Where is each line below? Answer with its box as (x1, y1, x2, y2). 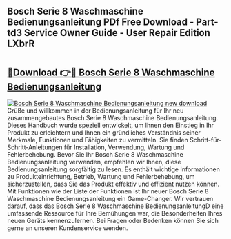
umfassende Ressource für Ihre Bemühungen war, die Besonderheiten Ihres (7, 209, 223, 217)
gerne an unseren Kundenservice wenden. (7, 224, 128, 232)
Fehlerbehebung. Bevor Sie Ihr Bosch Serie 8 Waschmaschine (7, 151, 184, 158)
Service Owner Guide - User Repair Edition (23, 27, 210, 39)
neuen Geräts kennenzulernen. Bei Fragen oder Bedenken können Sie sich (7, 217, 219, 224)
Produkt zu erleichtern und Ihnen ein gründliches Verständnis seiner (7, 128, 201, 137)
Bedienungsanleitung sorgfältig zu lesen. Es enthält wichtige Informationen (7, 165, 221, 173)
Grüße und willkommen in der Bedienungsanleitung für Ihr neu (7, 106, 184, 115)
